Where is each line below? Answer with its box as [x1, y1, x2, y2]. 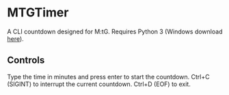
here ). [7, 34, 24, 42]
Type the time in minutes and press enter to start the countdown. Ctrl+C [7, 72, 210, 81]
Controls [7, 55, 45, 66]
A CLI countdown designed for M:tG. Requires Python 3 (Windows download [7, 27, 223, 36]
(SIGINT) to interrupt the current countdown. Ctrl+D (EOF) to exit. [7, 80, 191, 88]
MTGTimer [7, 5, 69, 21]
